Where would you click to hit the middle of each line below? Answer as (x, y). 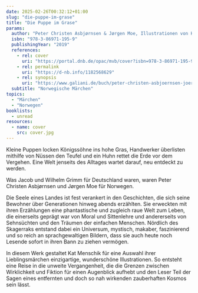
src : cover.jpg (35, 133)
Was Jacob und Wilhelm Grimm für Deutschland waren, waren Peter (89, 180)
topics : (16, 94)
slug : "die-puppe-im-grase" (41, 17)
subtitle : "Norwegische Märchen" (52, 89)
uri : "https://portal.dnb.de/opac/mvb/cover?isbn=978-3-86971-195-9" (109, 61)
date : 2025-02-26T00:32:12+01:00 (47, 12)
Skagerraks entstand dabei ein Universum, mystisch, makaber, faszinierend (98, 229)
